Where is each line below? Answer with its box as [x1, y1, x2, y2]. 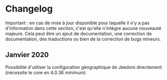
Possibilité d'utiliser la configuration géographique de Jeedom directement [5, 64, 162, 70]
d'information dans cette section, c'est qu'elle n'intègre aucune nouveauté [5, 25, 161, 31]
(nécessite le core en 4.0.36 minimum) [5, 69, 86, 75]
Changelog [5, 3, 53, 15]
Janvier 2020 [5, 51, 49, 59]
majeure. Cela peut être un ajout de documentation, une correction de [5, 30, 152, 36]
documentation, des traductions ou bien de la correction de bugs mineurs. [5, 36, 161, 42]
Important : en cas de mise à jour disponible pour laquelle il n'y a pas [5, 20, 150, 26]
